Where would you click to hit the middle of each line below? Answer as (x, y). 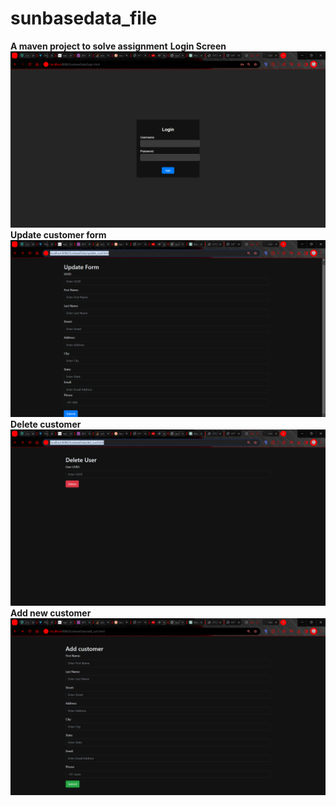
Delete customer (46, 424)
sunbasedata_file (84, 18)
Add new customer (51, 613)
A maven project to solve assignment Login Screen (118, 46)
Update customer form (58, 235)
